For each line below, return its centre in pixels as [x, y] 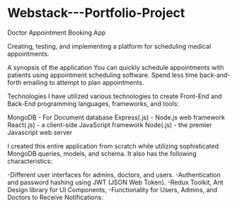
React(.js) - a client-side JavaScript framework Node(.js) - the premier [110, 124]
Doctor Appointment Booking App [57, 32]
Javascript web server [40, 132]
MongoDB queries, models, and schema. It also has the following [102, 153]
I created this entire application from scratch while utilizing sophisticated [113, 146]
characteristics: [30, 161]
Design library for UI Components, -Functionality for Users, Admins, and [112, 189]
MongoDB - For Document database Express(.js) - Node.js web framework [116, 117]
